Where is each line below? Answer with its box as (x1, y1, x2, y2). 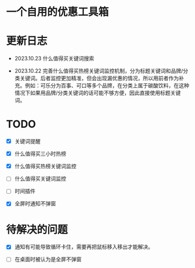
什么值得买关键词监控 (14, 175, 66, 182)
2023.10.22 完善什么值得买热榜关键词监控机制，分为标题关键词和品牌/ (14, 67, 183, 74)
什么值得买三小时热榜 (14, 150, 66, 157)
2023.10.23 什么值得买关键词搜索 (14, 55, 95, 62)
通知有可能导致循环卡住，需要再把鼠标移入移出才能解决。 (14, 243, 153, 250)
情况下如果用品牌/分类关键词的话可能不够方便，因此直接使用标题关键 (14, 89, 181, 97)
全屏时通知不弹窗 (14, 200, 56, 207)
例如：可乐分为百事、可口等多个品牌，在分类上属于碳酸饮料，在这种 (25, 82, 189, 89)
